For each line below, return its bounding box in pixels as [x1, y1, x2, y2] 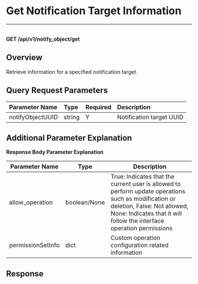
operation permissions [110, 224, 173, 233]
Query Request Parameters [6, 86, 108, 96]
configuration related [110, 241, 169, 249]
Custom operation [110, 234, 161, 242]
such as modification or [110, 195, 176, 203]
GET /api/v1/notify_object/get [6, 35, 80, 43]
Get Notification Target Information [6, 4, 181, 18]
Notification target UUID [117, 113, 184, 121]
